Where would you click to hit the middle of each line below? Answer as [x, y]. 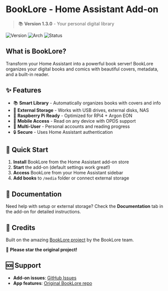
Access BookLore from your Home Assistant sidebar [68, 173]
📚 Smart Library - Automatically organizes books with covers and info [87, 103]
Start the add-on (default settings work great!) [61, 167]
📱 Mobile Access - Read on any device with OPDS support [74, 121]
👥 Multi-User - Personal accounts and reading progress [71, 126]
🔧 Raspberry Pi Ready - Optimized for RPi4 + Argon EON [73, 116]
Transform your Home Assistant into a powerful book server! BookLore [79, 63]
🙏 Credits [21, 227]
